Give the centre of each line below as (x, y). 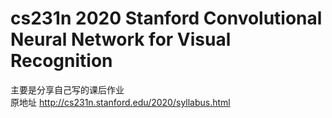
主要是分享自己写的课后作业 (67, 89)
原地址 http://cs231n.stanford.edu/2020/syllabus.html (120, 102)
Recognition (61, 61)
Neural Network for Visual (121, 39)
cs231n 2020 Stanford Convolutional (166, 18)
